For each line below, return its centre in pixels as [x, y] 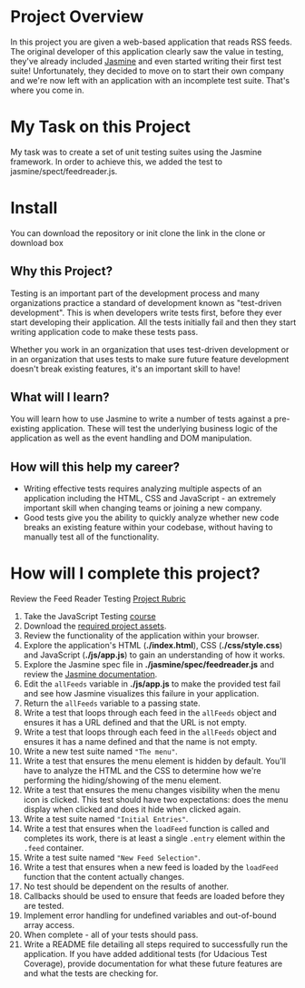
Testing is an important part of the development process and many [135, 293]
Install [34, 208]
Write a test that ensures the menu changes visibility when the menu [152, 790]
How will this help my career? [95, 466]
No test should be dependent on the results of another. [126, 886]
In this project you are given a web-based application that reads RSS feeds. [152, 42]
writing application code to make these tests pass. [104, 331]
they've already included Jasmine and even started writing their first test [146, 61]
